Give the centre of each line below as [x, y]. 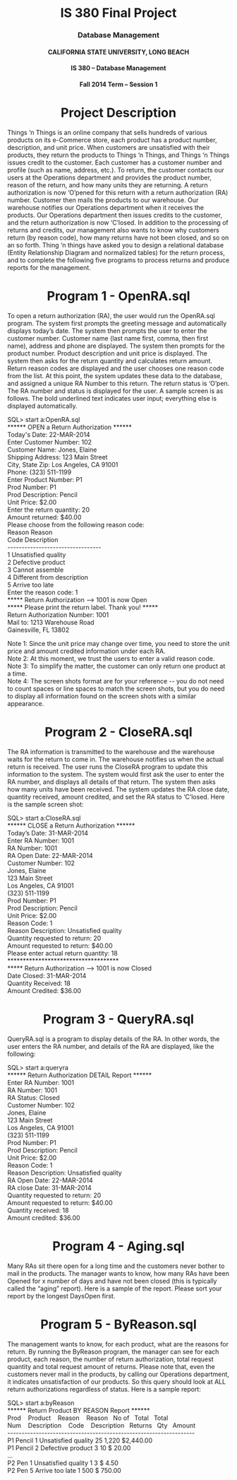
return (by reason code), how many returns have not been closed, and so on [118, 237]
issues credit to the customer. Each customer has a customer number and [115, 162]
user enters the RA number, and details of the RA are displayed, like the [111, 1046]
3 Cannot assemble [36, 570]
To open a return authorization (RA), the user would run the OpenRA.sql [111, 315]
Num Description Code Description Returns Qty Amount [102, 1425]
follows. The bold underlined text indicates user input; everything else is [112, 398]
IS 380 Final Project [119, 13]
